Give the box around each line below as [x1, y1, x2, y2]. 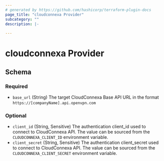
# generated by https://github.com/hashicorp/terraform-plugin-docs [5, 7, 151, 13]
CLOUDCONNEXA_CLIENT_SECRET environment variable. [12, 150, 117, 156]
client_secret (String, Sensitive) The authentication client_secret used [12, 139, 159, 146]
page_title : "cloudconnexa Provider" [5, 12, 84, 17]
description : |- [5, 21, 39, 27]
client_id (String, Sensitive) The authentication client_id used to [12, 124, 146, 130]
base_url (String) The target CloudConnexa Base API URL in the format [12, 94, 159, 100]
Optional [5, 112, 27, 119]
